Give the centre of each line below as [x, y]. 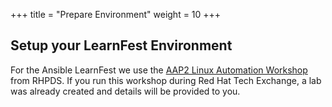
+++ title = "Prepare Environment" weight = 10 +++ [116, 14]
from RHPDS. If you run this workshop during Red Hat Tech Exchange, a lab [166, 80]
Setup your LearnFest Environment [121, 45]
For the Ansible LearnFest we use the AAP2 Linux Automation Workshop [159, 70]
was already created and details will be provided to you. [125, 91]
